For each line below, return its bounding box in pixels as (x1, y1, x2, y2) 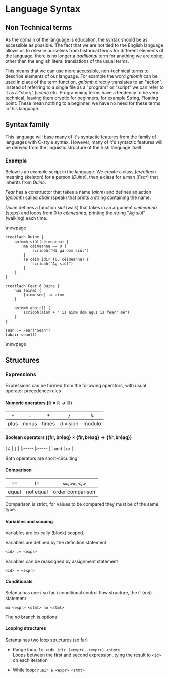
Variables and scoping (5, 519, 53, 524)
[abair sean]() (5, 332, 37, 337)
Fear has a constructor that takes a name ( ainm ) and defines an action (5, 189, 151, 195)
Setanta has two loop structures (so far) (5, 636, 88, 643)
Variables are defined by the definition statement (5, 539, 107, 545)
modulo (83, 420, 101, 427)
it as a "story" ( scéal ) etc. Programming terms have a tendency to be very (5, 90, 159, 95)
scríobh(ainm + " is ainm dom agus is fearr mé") (23, 310, 130, 315)
